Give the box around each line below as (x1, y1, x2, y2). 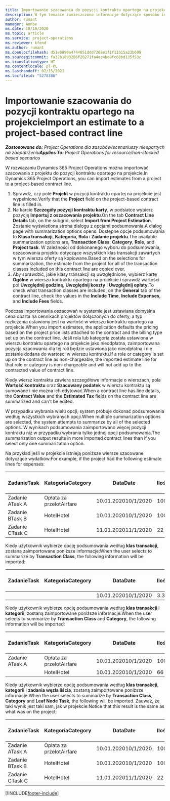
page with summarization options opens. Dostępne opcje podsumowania (12, 228, 165, 234)
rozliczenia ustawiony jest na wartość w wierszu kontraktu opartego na (5, 318, 153, 324)
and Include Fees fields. (12, 298, 63, 304)
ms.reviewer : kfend (5, 40, 47, 46)
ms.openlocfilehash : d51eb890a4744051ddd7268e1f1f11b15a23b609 (5, 50, 142, 55)
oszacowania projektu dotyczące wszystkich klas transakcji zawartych (12, 249, 160, 256)
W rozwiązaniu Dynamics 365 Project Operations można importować (5, 164, 149, 171)
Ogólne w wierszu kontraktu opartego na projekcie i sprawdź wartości (12, 276, 159, 282)
